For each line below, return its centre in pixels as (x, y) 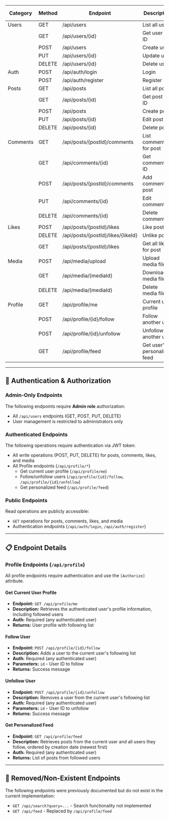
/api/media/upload (84, 261)
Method (48, 13)
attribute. (15, 581)
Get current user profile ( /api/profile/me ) (63, 471)
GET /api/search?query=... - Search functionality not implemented (82, 805)
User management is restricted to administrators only (68, 421)
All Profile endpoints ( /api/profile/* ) (51, 465)
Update (151, 56)
